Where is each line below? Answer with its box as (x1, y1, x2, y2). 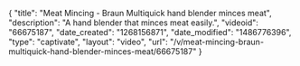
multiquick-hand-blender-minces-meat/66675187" (8, 46, 197, 57)
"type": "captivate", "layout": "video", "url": (8, 36, 168, 47)
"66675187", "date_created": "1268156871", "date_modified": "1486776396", (8, 27, 292, 37)
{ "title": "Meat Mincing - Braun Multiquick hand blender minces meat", (8, 8, 272, 18)
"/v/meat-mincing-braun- (169, 36, 264, 47)
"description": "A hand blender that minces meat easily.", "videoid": (8, 17, 259, 28)
